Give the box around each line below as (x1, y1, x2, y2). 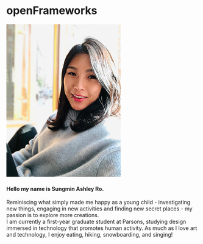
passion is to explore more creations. (6, 212, 99, 219)
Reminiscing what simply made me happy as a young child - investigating (6, 199, 191, 206)
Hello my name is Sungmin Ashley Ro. (6, 185, 104, 192)
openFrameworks (6, 4, 98, 18)
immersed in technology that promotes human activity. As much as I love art (6, 224, 198, 232)
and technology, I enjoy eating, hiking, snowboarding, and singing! (6, 231, 173, 239)
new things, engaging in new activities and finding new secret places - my (6, 205, 193, 212)
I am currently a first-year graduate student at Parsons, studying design (6, 218, 187, 226)
